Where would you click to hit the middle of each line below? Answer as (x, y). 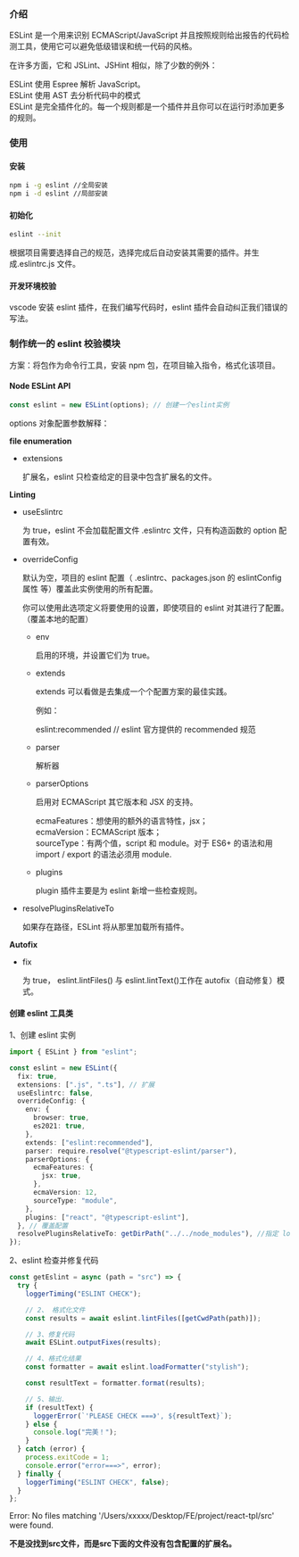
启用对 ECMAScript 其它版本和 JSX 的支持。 (116, 801)
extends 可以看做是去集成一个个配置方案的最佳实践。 (133, 691)
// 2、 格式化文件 (55, 1310)
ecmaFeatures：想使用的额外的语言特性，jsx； (121, 820)
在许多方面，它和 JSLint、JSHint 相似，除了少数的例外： (113, 65)
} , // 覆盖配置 (43, 1226)
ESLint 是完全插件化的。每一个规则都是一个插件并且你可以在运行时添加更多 (147, 107)
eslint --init (36, 235)
